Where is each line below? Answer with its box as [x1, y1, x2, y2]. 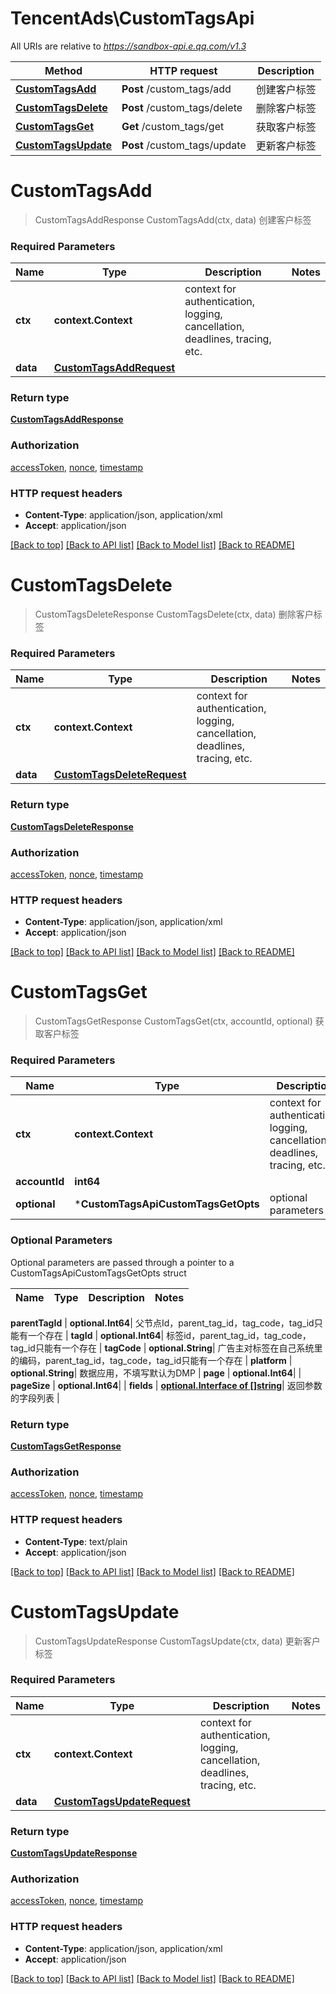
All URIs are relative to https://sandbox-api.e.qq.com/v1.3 [10, 40, 247, 52]
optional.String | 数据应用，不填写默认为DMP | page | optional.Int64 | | [10, 1367, 302, 1379]
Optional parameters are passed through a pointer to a [10, 1256, 235, 1268]
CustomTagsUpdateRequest [53, 1794, 191, 1808]
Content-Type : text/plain [24, 1535, 128, 1547]
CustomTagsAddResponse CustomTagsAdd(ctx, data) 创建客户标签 [34, 213, 312, 226]
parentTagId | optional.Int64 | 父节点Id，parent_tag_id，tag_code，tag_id [10, 1317, 315, 1329]
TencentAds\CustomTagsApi [10, 7, 255, 30]
